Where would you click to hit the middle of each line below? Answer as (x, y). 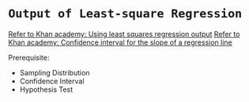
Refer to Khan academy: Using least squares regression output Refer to (124, 34)
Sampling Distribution (55, 72)
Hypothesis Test (46, 89)
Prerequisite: (29, 57)
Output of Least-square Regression (125, 14)
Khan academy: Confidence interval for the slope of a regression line (121, 42)
